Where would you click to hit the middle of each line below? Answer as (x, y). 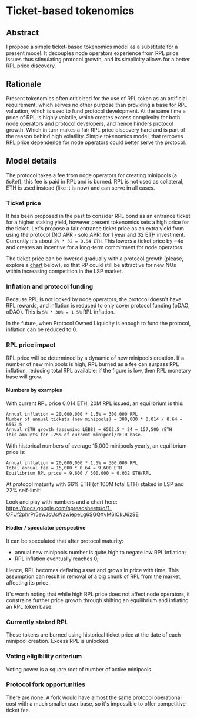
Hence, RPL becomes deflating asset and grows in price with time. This (93, 570)
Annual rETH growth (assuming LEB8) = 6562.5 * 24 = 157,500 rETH (89, 429)
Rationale (24, 84)
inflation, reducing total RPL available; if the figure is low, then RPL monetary (98, 370)
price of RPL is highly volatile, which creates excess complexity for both (93, 117)
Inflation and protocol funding (50, 286)
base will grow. (24, 377)
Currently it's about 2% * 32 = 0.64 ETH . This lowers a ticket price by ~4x (95, 241)
